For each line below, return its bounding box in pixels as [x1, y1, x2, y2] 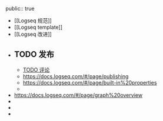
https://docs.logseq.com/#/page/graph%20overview [14, 91, 142, 99]
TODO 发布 [14, 49, 54, 59]
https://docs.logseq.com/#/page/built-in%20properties [22, 79, 157, 86]
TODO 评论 [22, 66, 50, 73]
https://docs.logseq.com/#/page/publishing [22, 73, 129, 80]
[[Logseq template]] [14, 23, 63, 31]
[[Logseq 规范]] [14, 17, 52, 24]
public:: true [5, 5, 35, 12]
